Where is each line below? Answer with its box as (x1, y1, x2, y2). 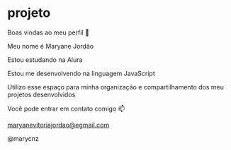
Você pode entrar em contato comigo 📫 (7, 104, 125, 113)
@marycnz (7, 134, 39, 142)
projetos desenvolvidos (7, 90, 76, 99)
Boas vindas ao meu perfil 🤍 (7, 28, 90, 37)
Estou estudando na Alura (7, 55, 83, 64)
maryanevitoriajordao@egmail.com (7, 120, 110, 129)
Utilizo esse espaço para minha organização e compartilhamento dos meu (7, 82, 225, 91)
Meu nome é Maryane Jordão (7, 42, 94, 50)
